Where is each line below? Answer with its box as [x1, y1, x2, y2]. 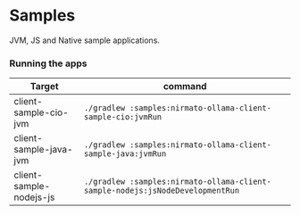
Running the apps [9, 57, 87, 70]
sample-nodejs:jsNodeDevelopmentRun [83, 186, 239, 196]
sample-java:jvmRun [83, 149, 167, 159]
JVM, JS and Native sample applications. [9, 35, 161, 45]
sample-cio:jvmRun [83, 112, 162, 122]
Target [29, 80, 60, 93]
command [162, 80, 207, 93]
